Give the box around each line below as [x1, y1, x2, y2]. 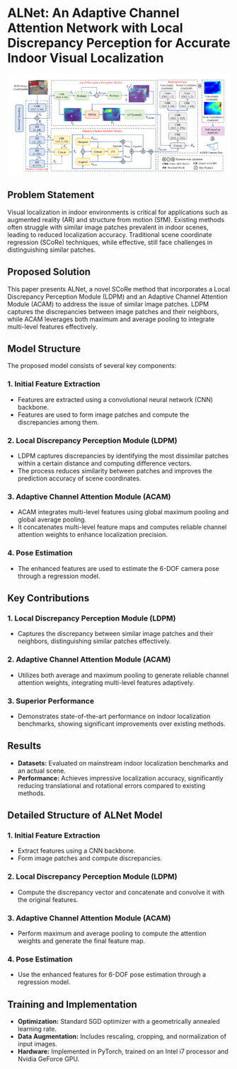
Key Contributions [7, 592, 90, 604]
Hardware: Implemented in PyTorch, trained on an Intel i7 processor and [17, 1047, 229, 1056]
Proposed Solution [7, 266, 91, 278]
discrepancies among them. [17, 417, 99, 426]
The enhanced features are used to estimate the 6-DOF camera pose [17, 564, 219, 572]
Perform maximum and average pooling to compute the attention [17, 929, 207, 937]
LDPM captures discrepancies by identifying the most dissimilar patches [17, 451, 229, 460]
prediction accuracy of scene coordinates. [17, 474, 141, 483]
